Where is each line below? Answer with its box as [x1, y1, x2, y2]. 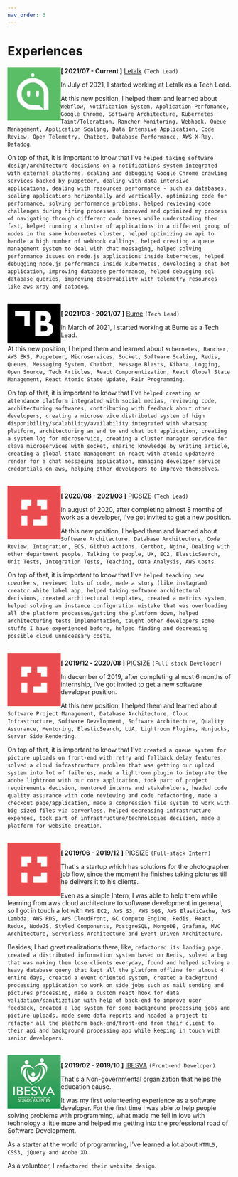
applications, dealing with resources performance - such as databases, [7, 185, 227, 192]
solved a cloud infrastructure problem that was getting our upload [7, 762, 215, 769]
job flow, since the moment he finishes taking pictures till [60, 870, 227, 878]
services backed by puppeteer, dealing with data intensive [7, 177, 190, 184]
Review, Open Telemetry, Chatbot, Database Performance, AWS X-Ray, [7, 133, 215, 140]
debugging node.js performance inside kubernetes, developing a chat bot [7, 260, 231, 267]
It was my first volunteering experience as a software [60, 1096, 217, 1104]
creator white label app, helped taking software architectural [7, 587, 202, 594]
